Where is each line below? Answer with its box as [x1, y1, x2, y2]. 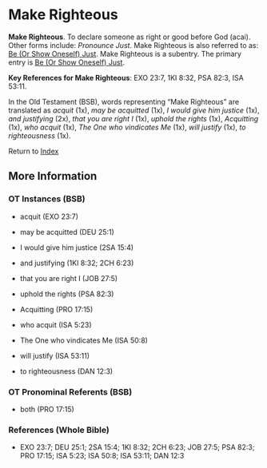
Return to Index [8, 146, 59, 156]
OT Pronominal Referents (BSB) [8, 386, 133, 397]
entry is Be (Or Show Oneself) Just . [8, 58, 126, 67]
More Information [8, 169, 98, 183]
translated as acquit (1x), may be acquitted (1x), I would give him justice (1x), [8, 105, 260, 115]
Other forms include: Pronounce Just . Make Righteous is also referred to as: [8, 40, 259, 50]
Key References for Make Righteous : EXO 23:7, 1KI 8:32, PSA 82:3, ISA [8, 73, 244, 82]
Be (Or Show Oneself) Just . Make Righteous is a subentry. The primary [8, 49, 242, 58]
